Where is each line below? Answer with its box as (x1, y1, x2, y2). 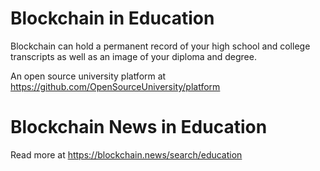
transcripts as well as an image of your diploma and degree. (10, 50, 257, 62)
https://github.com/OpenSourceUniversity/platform (10, 80, 221, 92)
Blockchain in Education (10, 7, 215, 30)
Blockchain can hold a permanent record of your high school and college (10, 40, 311, 52)
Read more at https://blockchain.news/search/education (10, 148, 243, 161)
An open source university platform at (10, 70, 167, 82)
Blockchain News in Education (10, 116, 268, 139)
